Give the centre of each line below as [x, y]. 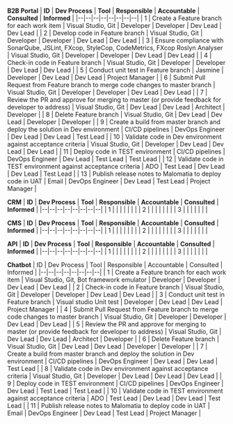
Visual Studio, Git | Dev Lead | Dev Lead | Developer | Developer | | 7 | [107, 346]
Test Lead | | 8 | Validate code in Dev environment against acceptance [108, 369]
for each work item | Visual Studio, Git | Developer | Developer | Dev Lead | [114, 25]
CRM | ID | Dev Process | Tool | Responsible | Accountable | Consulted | [113, 202]
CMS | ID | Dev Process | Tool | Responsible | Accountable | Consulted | [113, 223]
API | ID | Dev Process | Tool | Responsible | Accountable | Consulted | [111, 244]
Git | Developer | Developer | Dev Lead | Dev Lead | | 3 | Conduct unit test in [116, 294]
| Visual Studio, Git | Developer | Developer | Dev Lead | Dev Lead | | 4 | [110, 55]
